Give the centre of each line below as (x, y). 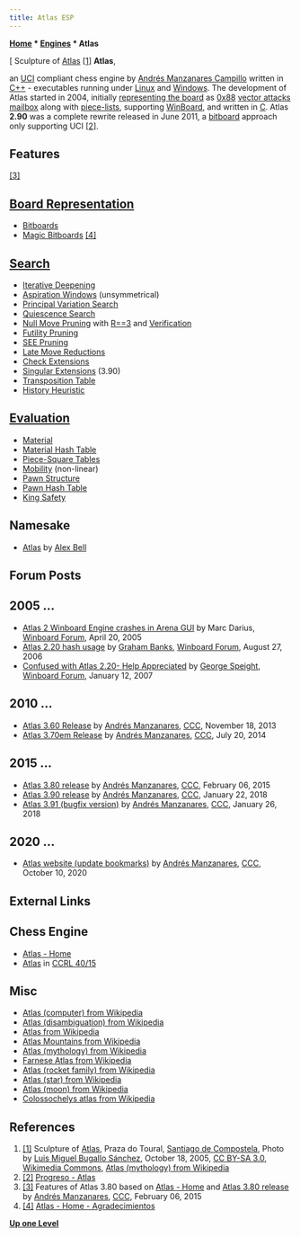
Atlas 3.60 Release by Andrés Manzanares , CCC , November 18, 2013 (149, 725)
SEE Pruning (45, 343)
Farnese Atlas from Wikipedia (77, 1061)
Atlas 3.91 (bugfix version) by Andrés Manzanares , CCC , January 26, (150, 804)
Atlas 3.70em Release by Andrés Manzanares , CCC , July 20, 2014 (144, 734)
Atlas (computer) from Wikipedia (83, 1013)
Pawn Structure (51, 478)
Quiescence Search (59, 314)
